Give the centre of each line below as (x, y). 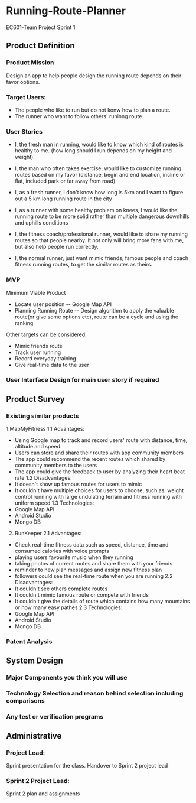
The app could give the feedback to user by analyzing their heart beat (99, 472)
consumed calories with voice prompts (62, 551)
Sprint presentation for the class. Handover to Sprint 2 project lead (87, 765)
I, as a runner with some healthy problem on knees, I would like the (96, 210)
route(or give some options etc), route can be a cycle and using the (97, 317)
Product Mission (30, 63)
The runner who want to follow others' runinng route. (79, 116)
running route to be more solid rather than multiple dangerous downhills (102, 216)
